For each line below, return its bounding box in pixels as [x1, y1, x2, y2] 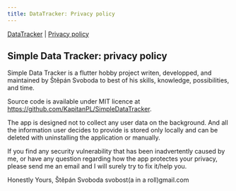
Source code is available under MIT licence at [7, 97, 141, 106]
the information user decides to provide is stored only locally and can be [7, 126, 218, 135]
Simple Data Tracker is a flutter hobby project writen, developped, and [7, 68, 212, 78]
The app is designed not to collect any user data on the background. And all [7, 118, 228, 127]
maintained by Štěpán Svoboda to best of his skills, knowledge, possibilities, [7, 76, 230, 85]
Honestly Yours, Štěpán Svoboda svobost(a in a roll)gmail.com [7, 175, 189, 184]
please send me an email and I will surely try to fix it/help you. [7, 162, 187, 171]
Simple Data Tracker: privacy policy [7, 50, 167, 62]
